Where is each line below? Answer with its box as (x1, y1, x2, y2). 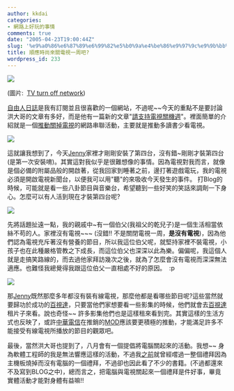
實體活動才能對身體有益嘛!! (7, 376, 85, 384)
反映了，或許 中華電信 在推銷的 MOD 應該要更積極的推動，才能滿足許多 (19, 318, 217, 326)
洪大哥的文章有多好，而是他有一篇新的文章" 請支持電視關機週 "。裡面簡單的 (7, 112, 221, 121)
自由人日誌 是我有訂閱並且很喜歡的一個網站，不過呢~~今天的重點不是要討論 (7, 103, 223, 112)
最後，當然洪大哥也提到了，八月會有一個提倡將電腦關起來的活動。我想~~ (7, 341, 217, 349)
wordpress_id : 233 (7, 56, 61, 63)
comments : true (7, 29, 52, 37)
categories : (7, 17, 42, 24)
